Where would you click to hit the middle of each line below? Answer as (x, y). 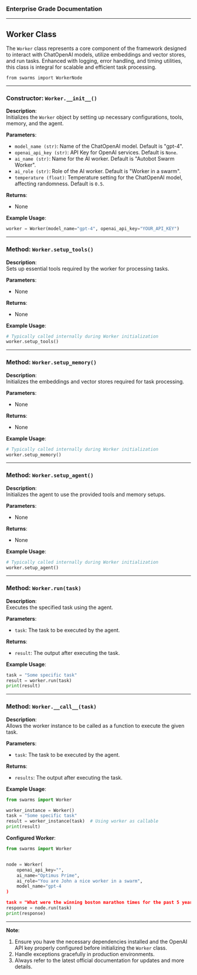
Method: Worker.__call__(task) (51, 707)
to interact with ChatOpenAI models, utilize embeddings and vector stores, (96, 55)
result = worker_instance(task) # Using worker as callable (82, 821)
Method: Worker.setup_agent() (50, 475)
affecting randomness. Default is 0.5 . (59, 184)
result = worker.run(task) (39, 680)
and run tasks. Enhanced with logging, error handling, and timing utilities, (94, 61)
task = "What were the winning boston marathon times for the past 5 (93, 903)
